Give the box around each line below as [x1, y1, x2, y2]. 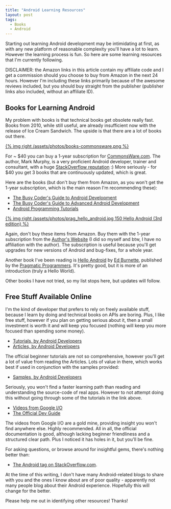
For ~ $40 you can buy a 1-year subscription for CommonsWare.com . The [5, 153, 161, 159]
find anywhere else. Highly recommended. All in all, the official [5, 425, 137, 431]
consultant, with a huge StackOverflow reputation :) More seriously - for [5, 164, 157, 170]
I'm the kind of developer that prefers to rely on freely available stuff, [5, 306, 150, 312]
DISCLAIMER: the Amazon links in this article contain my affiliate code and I [5, 67, 164, 73]
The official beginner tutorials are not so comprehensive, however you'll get [5, 353, 164, 359]
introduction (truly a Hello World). [5, 268, 76, 274]
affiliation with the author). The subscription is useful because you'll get [5, 241, 156, 248]
